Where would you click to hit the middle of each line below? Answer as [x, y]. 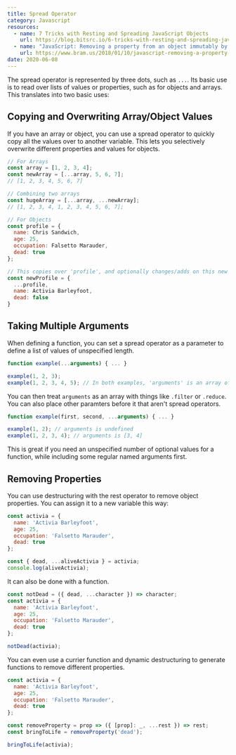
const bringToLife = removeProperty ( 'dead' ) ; [75, 732]
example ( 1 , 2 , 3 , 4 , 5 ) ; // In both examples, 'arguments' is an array [114, 383]
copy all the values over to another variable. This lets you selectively [106, 141]
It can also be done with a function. [58, 581]
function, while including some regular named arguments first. [97, 457]
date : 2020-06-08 [33, 60]
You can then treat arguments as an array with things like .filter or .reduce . [117, 396]
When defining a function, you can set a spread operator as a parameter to [116, 343]
